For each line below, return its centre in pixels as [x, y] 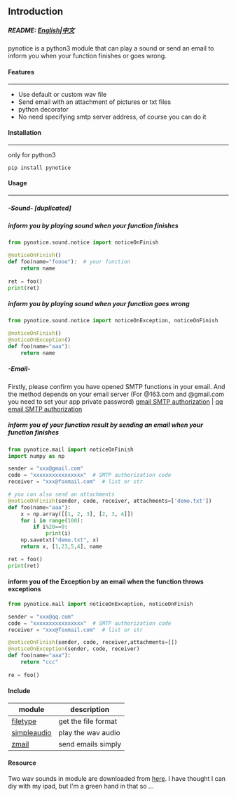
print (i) [58, 534]
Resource [22, 763]
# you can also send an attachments [61, 494]
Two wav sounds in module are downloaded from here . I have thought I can [117, 779]
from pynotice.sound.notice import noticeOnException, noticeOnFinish [113, 321]
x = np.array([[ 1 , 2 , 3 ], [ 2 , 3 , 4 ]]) [77, 514]
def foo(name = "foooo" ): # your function [69, 262]
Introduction [36, 12]
